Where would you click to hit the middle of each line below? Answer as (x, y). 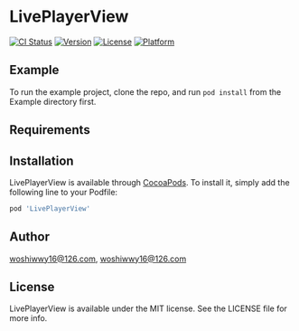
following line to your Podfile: (64, 192)
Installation (42, 161)
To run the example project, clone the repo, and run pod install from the (145, 91)
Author (29, 237)
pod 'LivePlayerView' (50, 208)
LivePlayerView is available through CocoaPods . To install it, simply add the (150, 182)
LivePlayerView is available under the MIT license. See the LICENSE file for (148, 308)
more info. (28, 318)
